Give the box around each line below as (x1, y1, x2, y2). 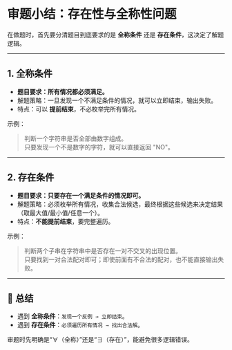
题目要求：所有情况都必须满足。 (17, 87, 108, 95)
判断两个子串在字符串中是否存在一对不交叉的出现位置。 (23, 246, 182, 255)
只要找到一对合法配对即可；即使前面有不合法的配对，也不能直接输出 (23, 255, 218, 264)
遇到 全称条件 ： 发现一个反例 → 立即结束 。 (17, 312, 129, 320)
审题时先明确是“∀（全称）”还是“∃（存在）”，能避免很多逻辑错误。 (7, 335, 193, 344)
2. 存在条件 (7, 172, 55, 183)
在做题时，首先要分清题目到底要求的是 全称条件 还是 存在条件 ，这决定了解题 (7, 30, 224, 39)
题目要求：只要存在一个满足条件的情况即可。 (17, 191, 145, 199)
